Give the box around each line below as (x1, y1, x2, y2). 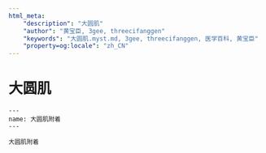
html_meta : (8, 11, 46, 20)
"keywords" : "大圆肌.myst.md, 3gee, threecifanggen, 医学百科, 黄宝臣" (23, 34, 259, 43)
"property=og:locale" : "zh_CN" (23, 42, 129, 50)
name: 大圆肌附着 (8, 115, 61, 124)
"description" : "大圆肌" (23, 19, 104, 28)
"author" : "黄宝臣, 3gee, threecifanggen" (23, 27, 165, 35)
